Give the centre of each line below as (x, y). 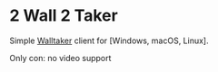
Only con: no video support (60, 58)
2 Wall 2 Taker (64, 16)
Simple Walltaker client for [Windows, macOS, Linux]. (109, 40)
